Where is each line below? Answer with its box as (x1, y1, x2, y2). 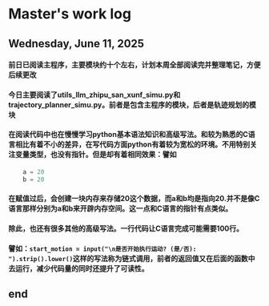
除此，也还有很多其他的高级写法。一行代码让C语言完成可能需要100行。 (8, 223, 244, 233)
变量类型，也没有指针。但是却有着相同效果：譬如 (14, 150, 177, 159)
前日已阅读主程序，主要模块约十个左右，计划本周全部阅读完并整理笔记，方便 (8, 60, 261, 70)
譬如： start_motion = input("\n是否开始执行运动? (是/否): (8, 244, 197, 253)
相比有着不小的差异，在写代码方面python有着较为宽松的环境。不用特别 (14, 139, 251, 149)
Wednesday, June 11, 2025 (8, 37, 145, 50)
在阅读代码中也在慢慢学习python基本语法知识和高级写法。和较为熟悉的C (8, 130, 248, 139)
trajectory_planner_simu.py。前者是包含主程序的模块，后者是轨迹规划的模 (8, 99, 256, 109)
